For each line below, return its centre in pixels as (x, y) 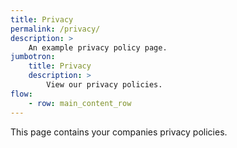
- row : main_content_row (80, 103)
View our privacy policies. (104, 85)
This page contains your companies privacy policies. (119, 132)
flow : (21, 94)
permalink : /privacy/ (55, 29)
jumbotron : (33, 57)
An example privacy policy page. (98, 47)
